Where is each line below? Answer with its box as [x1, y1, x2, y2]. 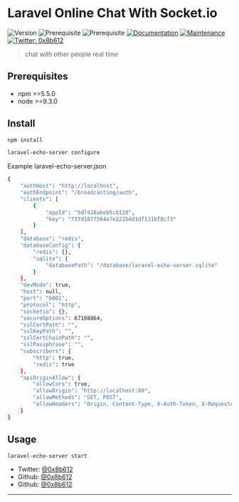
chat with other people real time [24, 50, 119, 58]
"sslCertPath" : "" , [20, 321, 78, 329]
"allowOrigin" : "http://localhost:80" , [33, 388, 152, 395]
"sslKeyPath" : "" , [20, 328, 75, 335]
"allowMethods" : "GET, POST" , [33, 394, 122, 401]
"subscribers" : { [20, 348, 72, 355]
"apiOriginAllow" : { [20, 374, 81, 381]
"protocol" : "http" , [20, 301, 81, 309]
